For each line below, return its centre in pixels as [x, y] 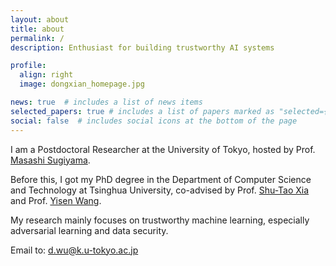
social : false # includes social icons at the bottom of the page [154, 121]
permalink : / [37, 38]
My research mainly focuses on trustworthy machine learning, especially [160, 220]
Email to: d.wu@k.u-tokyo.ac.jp [74, 250]
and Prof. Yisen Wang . [56, 200]
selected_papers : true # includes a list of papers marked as [142, 111]
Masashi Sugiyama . [50, 160]
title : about [37, 29]
